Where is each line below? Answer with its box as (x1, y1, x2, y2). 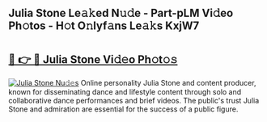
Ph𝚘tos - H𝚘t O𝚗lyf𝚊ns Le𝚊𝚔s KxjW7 (8, 19, 200, 33)
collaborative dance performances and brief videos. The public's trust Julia (8, 96, 260, 105)
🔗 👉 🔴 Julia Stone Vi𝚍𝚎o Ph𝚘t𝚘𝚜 (8, 53, 178, 66)
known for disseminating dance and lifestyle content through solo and (8, 87, 242, 96)
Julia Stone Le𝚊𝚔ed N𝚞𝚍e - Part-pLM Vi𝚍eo (8, 6, 234, 20)
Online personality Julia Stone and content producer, (80, 78, 256, 87)
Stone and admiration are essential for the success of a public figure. (8, 104, 239, 114)
